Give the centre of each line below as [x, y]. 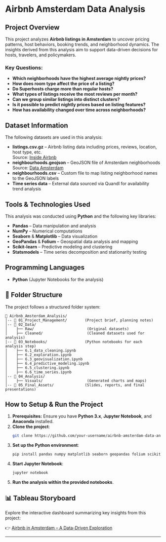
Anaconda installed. [33, 422]
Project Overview [32, 27]
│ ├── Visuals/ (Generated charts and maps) [76, 381]
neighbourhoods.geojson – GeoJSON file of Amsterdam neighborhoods [86, 163]
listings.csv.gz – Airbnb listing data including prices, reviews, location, [84, 147]
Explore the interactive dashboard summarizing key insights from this [76, 512]
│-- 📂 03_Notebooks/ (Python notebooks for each [74, 342]
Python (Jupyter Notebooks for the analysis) [58, 279]
